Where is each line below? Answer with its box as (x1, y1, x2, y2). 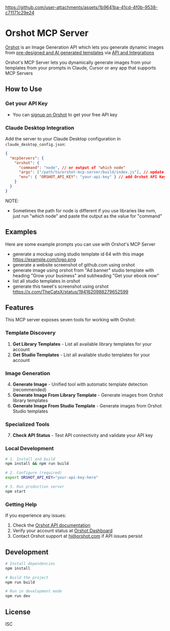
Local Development (5, 445, 54, 452)
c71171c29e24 (5, 10, 34, 16)
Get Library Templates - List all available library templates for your (12, 341, 152, 347)
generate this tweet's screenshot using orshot (12, 283, 109, 289)
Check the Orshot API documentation (12, 522, 91, 529)
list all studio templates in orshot (12, 278, 80, 284)
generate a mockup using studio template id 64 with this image (12, 251, 144, 257)
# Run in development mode (5, 589, 62, 594)
